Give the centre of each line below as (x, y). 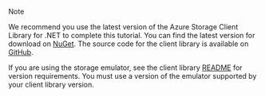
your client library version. (51, 84)
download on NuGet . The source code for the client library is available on (129, 44)
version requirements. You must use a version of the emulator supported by (132, 76)
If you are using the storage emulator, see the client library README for (125, 68)
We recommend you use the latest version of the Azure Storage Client (123, 27)
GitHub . (21, 52)
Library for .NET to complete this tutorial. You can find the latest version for (132, 35)
